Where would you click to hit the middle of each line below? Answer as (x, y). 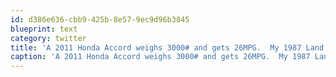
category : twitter (48, 38)
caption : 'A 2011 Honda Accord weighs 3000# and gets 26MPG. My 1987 (160, 57)
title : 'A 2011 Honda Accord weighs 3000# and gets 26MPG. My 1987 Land (167, 47)
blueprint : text (44, 29)
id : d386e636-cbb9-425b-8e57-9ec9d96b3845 (100, 19)
